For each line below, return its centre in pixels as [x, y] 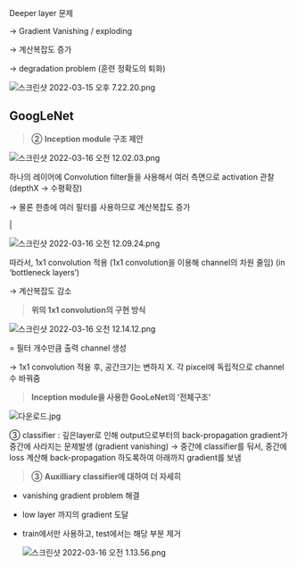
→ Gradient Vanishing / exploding [70, 31]
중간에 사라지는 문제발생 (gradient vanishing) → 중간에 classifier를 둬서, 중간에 [148, 446]
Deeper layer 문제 [41, 13]
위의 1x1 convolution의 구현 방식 [88, 309]
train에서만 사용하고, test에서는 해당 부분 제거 [101, 533]
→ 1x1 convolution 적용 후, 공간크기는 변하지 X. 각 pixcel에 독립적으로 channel [147, 367]
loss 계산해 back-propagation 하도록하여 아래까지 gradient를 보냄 [125, 457]
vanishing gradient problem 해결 [81, 495]
